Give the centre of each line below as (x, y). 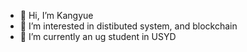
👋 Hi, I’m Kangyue (56, 15)
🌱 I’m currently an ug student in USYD (98, 36)
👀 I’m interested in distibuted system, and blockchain (128, 26)
